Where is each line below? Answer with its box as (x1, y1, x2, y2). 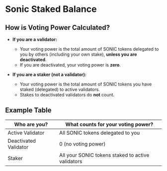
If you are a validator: (12, 36, 57, 42)
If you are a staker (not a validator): (12, 72, 87, 78)
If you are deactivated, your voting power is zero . (19, 62, 121, 68)
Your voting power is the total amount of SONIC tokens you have (19, 81, 152, 87)
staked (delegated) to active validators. (19, 86, 100, 92)
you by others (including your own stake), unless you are (19, 51, 137, 57)
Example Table (5, 106, 52, 115)
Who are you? (14, 121, 48, 128)
